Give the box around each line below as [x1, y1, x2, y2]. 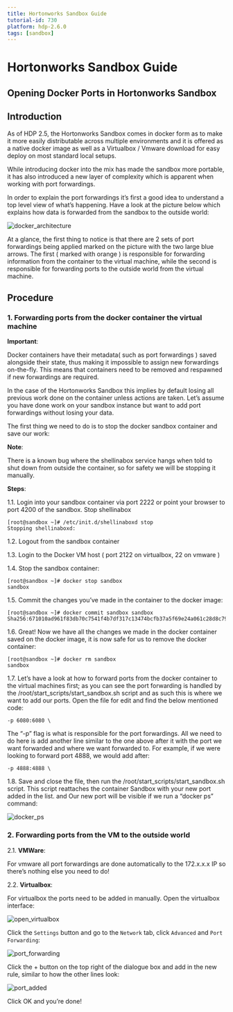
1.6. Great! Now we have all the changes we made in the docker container [7, 627, 217, 636]
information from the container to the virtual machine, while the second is [7, 257, 217, 265]
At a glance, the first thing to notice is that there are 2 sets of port [7, 234, 194, 243]
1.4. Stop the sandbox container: [7, 564, 100, 572]
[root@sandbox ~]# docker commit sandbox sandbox [7, 609, 154, 616]
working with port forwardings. [7, 179, 96, 188]
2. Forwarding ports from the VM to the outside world [7, 830, 191, 840]
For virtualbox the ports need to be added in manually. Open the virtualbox [7, 894, 220, 902]
